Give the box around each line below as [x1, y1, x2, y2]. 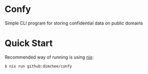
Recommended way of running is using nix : [4, 54, 94, 60]
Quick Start [4, 37, 53, 49]
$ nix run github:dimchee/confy [4, 63, 72, 68]
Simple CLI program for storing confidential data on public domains [4, 20, 143, 26]
